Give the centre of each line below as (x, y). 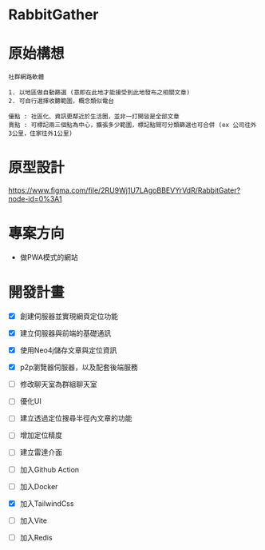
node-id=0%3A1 (35, 199)
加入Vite (34, 520)
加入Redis (36, 537)
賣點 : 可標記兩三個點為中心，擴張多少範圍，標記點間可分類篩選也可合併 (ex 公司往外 (132, 126)
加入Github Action (49, 469)
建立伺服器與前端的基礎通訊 (65, 333)
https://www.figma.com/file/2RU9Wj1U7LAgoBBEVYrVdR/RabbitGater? (125, 190)
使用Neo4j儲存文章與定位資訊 (68, 350)
